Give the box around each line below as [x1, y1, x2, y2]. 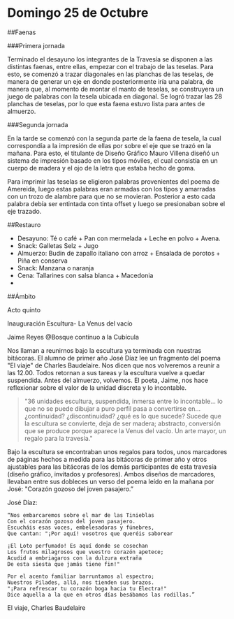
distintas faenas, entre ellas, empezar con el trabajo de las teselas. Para [7, 62, 214, 71]
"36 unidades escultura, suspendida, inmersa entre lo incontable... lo [24, 397, 224, 405]
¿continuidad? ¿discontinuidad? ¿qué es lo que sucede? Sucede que [24, 412, 221, 420]
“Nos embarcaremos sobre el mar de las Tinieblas [7, 511, 155, 518]
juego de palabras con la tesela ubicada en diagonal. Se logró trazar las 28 [7, 92, 222, 101]
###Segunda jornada [7, 120, 68, 129]
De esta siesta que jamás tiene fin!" [7, 560, 120, 567]
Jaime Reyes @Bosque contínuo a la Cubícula [7, 333, 140, 341]
